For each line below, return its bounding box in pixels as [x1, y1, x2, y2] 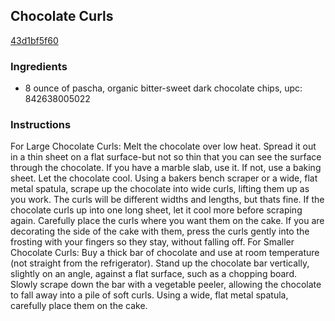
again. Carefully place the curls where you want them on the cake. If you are [10, 215, 325, 227]
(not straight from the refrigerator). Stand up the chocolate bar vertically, [10, 257, 310, 269]
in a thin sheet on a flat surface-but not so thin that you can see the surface [10, 151, 322, 163]
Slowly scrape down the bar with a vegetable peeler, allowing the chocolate [10, 279, 322, 291]
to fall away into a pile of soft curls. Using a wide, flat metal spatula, [10, 289, 289, 301]
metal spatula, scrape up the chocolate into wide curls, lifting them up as [10, 183, 310, 195]
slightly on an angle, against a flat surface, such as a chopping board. [10, 268, 298, 280]
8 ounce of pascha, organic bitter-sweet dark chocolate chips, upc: [24, 82, 303, 94]
